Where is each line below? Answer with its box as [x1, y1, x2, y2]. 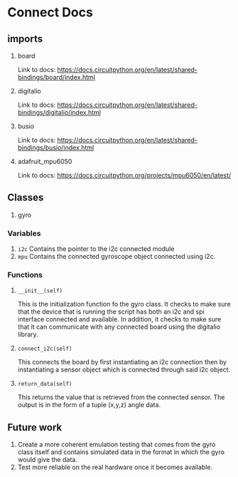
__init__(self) [17, 287, 63, 294]
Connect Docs [7, 4, 94, 21]
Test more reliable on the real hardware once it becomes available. [17, 463, 213, 471]
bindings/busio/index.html [17, 143, 94, 152]
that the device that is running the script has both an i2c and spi [17, 307, 205, 316]
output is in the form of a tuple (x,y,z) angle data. [17, 401, 161, 409]
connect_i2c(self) [17, 345, 72, 353]
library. [17, 330, 39, 339]
